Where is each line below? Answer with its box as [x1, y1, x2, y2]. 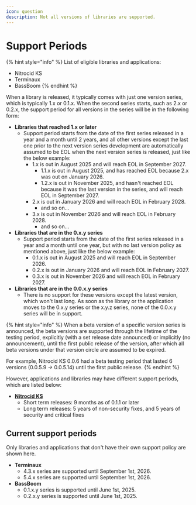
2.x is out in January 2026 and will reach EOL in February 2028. [32, 198, 186, 205]
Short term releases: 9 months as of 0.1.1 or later [23, 399, 139, 406]
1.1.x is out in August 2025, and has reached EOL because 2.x [40, 167, 189, 174]
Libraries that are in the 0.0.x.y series [14, 285, 108, 293]
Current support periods [6, 428, 97, 438]
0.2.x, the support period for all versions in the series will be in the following [6, 106, 189, 113]
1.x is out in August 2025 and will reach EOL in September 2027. [32, 161, 186, 168]
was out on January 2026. [40, 173, 104, 180]
